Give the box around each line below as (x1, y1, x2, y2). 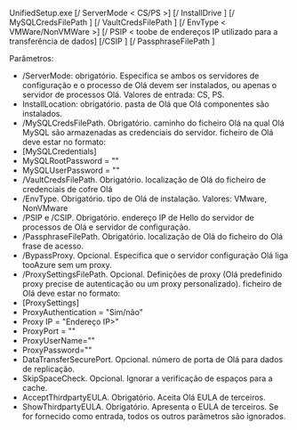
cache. (21, 383, 48, 393)
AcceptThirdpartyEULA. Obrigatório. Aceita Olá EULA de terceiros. (21, 392, 266, 402)
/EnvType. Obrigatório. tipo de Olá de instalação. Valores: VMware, (21, 193, 268, 204)
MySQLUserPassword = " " (21, 165, 120, 175)
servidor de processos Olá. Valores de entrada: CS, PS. (21, 89, 225, 100)
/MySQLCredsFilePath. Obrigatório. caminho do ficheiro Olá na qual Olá (21, 118, 285, 128)
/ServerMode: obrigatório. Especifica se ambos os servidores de (21, 70, 260, 81)
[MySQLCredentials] (21, 146, 97, 157)
